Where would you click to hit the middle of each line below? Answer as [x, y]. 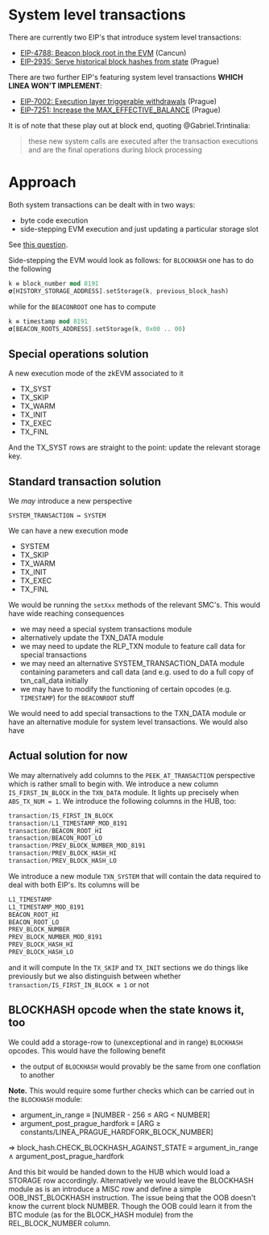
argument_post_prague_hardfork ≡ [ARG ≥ [90, 1123]
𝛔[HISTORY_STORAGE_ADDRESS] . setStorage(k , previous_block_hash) [119, 291]
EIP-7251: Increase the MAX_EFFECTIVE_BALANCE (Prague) [120, 110]
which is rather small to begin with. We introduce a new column [114, 784]
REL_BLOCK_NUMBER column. [60, 1223]
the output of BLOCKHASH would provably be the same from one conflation [140, 1066]
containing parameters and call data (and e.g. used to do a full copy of [137, 672]
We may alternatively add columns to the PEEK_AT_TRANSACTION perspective [132, 775]
